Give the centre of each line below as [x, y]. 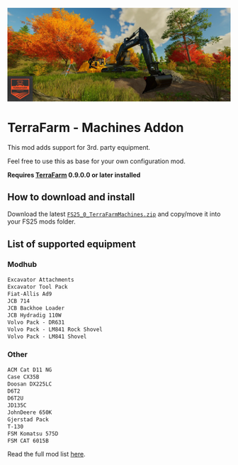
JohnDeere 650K [30, 412]
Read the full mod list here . [47, 454]
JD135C [17, 405]
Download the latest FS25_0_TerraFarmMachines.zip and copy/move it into [114, 214]
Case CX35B [23, 377]
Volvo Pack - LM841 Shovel [47, 337]
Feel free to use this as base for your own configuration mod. [96, 161]
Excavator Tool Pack [38, 287]
